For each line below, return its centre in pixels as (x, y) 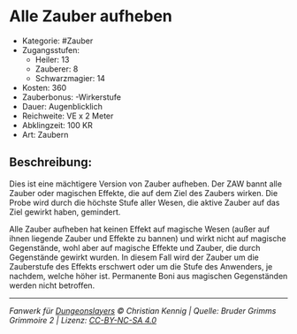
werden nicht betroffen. (52, 285)
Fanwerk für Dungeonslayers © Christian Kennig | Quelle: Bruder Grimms (143, 310)
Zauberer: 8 (57, 69)
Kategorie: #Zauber (57, 41)
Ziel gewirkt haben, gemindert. (65, 212)
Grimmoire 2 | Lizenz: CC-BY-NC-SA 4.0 (83, 320)
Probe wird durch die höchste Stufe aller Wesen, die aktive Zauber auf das (145, 202)
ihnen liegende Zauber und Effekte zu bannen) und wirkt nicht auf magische (148, 238)
